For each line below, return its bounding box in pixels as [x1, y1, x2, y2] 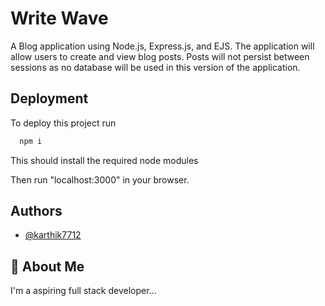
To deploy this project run [10, 117, 117, 129]
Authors [10, 203, 63, 220]
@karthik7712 [24, 229, 82, 241]
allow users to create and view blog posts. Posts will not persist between [10, 50, 310, 62]
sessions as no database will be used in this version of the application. [10, 61, 301, 73]
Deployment [10, 90, 89, 107]
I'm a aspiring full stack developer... [10, 285, 157, 297]
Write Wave [10, 7, 109, 30]
